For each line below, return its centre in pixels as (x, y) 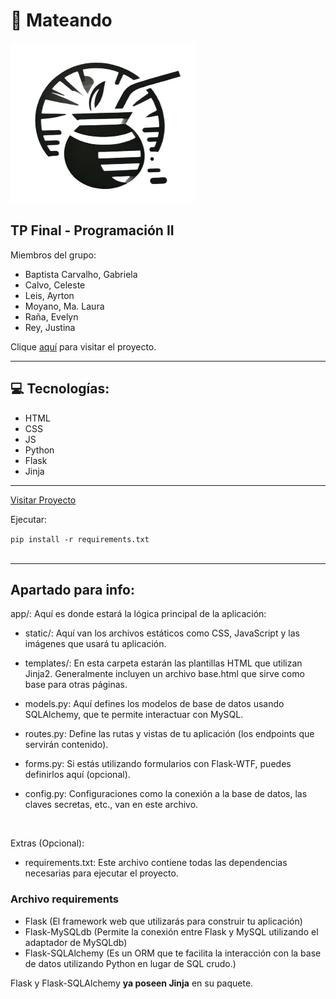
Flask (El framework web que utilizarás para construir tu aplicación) (163, 921)
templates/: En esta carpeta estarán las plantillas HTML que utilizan (163, 663)
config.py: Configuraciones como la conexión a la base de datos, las (166, 794)
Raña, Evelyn (51, 316)
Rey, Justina (50, 327)
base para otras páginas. (76, 685)
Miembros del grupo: (53, 255)
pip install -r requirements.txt (80, 539)
